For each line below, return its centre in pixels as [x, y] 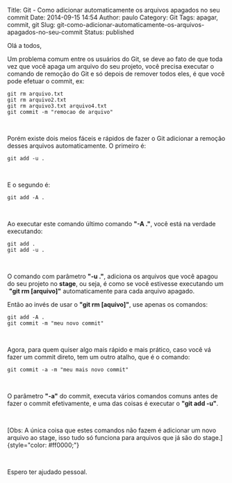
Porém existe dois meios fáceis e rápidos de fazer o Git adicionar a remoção [116, 138]
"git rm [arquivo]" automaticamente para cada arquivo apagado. [102, 291]
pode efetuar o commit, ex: [46, 81]
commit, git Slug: [31, 25]
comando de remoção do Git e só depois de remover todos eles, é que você [116, 74]
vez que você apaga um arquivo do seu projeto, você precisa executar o [110, 66]
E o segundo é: [29, 185]
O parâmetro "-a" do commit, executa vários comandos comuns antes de [113, 396]
